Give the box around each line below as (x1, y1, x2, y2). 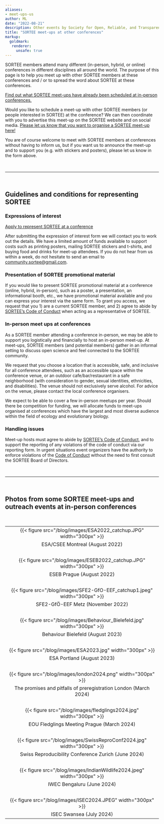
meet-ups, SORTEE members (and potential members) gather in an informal (5, 342, 158, 348)
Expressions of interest (5, 212, 61, 219)
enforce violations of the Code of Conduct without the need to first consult (5, 452, 155, 458)
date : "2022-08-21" (5, 21, 45, 26)
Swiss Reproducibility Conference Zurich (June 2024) (20, 751, 144, 757)
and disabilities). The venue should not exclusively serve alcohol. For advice (5, 383, 158, 389)
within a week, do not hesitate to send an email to (5, 254, 105, 260)
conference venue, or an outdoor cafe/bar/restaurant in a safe (5, 373, 130, 378)
